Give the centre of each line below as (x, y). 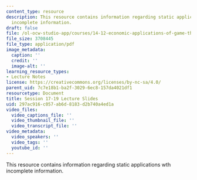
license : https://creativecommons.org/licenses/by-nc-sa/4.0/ (84, 83)
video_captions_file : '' (42, 115)
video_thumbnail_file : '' (43, 121)
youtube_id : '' (30, 148)
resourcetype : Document (35, 93)
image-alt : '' (28, 66)
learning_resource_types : (38, 72)
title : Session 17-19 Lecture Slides (52, 99)
